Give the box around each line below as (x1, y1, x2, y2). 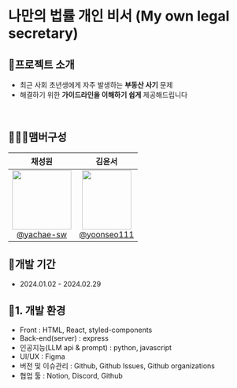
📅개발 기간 (8, 258, 57, 271)
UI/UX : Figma (19, 352, 65, 361)
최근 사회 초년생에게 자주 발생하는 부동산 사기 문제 (19, 80, 173, 89)
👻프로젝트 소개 (8, 58, 75, 71)
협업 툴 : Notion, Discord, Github (19, 371, 124, 381)
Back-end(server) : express (19, 334, 109, 343)
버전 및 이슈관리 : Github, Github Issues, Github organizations (19, 361, 215, 371)
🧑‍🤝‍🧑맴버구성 (8, 131, 67, 144)
